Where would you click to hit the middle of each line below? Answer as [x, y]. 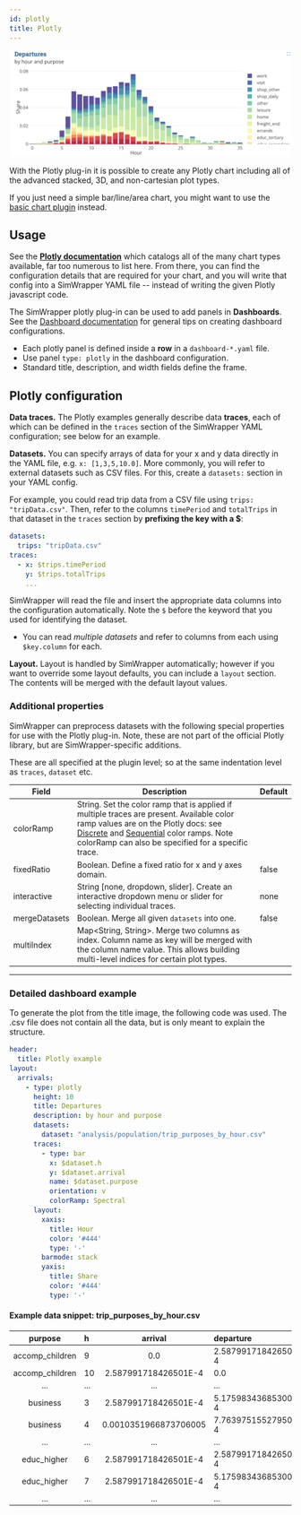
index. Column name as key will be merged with [165, 940]
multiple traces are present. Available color [156, 814]
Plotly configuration [66, 396]
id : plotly [30, 19]
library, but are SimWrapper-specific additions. [95, 745]
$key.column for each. [62, 646]
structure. [27, 1032]
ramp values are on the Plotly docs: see [150, 824]
